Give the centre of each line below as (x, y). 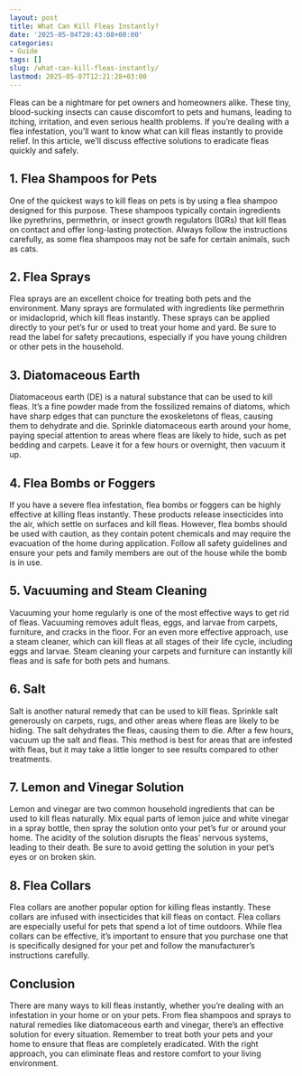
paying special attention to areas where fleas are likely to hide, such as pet (148, 436)
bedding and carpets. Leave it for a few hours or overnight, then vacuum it (147, 445)
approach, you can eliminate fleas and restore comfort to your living (135, 1053)
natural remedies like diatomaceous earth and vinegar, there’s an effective (146, 1025)
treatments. (31, 759)
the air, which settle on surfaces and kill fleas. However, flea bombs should (148, 524)
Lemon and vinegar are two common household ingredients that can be (142, 809)
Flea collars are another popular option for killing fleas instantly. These (140, 907)
